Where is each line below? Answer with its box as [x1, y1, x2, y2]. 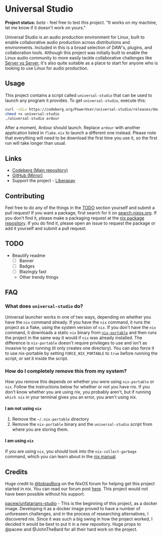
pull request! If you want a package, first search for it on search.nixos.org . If [5, 210, 157, 215]
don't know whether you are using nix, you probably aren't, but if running [5, 389, 151, 395]
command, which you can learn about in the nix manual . [5, 454, 117, 460]
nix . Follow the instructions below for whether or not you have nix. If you [5, 384, 150, 389]
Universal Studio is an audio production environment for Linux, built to [5, 34, 145, 40]
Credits [5, 468, 28, 476]
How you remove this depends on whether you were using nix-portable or [5, 379, 154, 384]
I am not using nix [5, 405, 42, 411]
